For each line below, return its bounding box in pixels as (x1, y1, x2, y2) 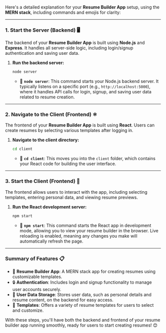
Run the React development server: (12, 204, 87, 209)
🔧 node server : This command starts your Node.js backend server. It (19, 79, 159, 84)
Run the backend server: (12, 60, 64, 66)
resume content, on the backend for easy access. (12, 296, 114, 303)
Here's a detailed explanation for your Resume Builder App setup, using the (5, 4, 160, 10)
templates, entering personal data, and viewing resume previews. (5, 194, 138, 200)
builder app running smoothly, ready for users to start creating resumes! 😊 (5, 322, 158, 328)
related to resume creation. (19, 94, 75, 100)
